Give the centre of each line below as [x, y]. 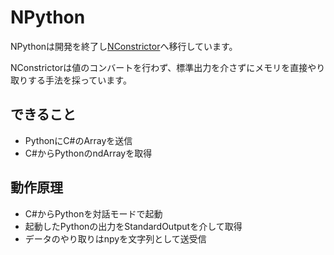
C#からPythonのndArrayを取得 [88, 153]
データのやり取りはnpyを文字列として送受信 [115, 238]
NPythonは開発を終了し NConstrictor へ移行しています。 [124, 46]
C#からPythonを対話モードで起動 [93, 213]
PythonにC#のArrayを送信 [78, 140]
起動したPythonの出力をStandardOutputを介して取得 [133, 226]
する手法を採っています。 [79, 80]
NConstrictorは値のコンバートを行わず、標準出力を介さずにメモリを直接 [159, 67]
